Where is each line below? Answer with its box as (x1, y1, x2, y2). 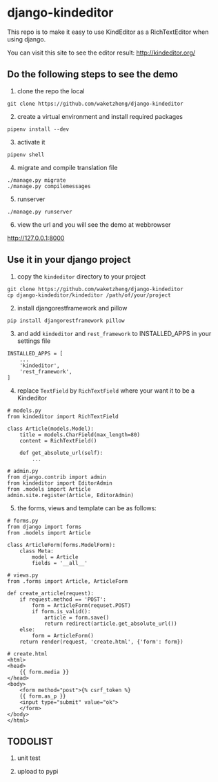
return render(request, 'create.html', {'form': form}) (19, 638, 184, 645)
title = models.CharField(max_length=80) (19, 431, 140, 438)
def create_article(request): (7, 590, 95, 597)
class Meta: (19, 548, 54, 555)
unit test (17, 754, 41, 762)
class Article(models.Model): (7, 425, 95, 432)
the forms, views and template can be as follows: (17, 503, 157, 512)
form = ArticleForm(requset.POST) (32, 602, 131, 609)
